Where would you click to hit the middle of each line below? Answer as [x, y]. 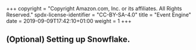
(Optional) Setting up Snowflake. [68, 40]
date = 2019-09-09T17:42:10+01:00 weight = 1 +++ [69, 21]
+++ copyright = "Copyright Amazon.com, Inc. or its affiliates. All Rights [94, 9]
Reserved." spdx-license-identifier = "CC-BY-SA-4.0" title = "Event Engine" [99, 15]
